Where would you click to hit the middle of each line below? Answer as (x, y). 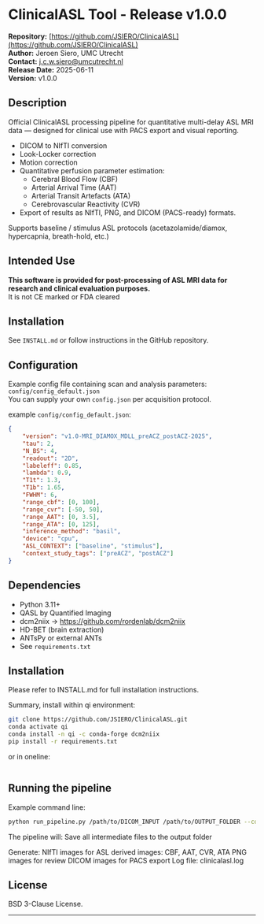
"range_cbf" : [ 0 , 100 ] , (61, 502)
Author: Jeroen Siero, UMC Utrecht (66, 53)
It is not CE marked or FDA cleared (64, 296)
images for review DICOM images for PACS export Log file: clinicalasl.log (126, 860)
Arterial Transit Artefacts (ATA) (81, 195)
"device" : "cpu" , (51, 539)
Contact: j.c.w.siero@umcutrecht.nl (66, 61)
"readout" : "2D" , (51, 458)
